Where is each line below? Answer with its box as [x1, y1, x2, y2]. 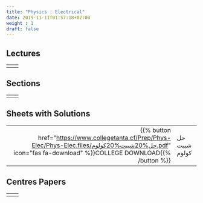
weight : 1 [6, 20, 34, 26]
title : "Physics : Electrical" [6, 8, 85, 15]
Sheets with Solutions [6, 108, 91, 119]
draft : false [6, 25, 39, 32]
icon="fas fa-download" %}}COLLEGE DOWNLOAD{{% [13, 148, 171, 157]
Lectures [6, 48, 40, 58]
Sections [6, 78, 40, 88]
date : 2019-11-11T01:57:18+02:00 [6, 15, 91, 21]
